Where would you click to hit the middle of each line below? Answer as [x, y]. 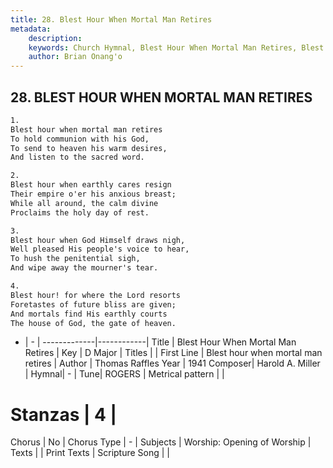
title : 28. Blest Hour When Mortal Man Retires [111, 19]
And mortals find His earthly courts [89, 314]
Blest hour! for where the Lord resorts [96, 295]
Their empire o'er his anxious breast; [93, 194]
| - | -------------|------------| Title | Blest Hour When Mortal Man [160, 342]
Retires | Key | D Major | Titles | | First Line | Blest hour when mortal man [173, 353]
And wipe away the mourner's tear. [84, 268]
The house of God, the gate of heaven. [93, 323]
